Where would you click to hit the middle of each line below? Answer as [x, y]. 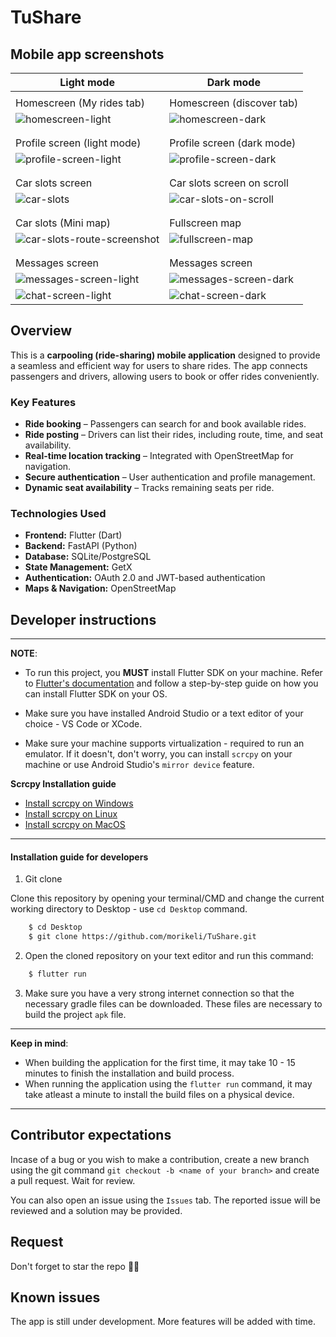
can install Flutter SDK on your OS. [96, 694]
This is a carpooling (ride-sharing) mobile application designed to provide [165, 355]
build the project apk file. [75, 1015]
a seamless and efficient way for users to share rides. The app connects [159, 365]
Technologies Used [58, 514]
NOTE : [24, 653]
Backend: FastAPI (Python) [81, 546]
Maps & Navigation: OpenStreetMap [100, 588]
